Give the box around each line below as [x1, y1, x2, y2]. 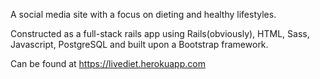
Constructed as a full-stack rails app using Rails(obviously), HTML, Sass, [10, 28, 310, 39]
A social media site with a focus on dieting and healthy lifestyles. [10, 9, 277, 20]
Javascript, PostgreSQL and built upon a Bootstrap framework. [10, 39, 269, 50]
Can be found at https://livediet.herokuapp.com [10, 58, 206, 69]
